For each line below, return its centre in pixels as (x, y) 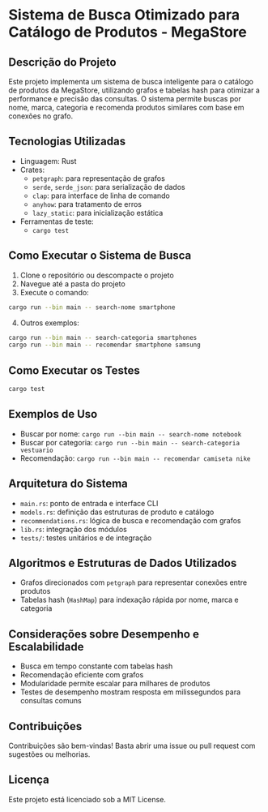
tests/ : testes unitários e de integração (86, 538)
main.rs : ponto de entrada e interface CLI (89, 503)
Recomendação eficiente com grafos (82, 675)
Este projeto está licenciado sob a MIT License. (87, 799)
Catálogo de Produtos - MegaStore (128, 32)
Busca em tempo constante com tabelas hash (96, 666)
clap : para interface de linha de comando (101, 195)
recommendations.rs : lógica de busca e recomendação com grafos (130, 520)
